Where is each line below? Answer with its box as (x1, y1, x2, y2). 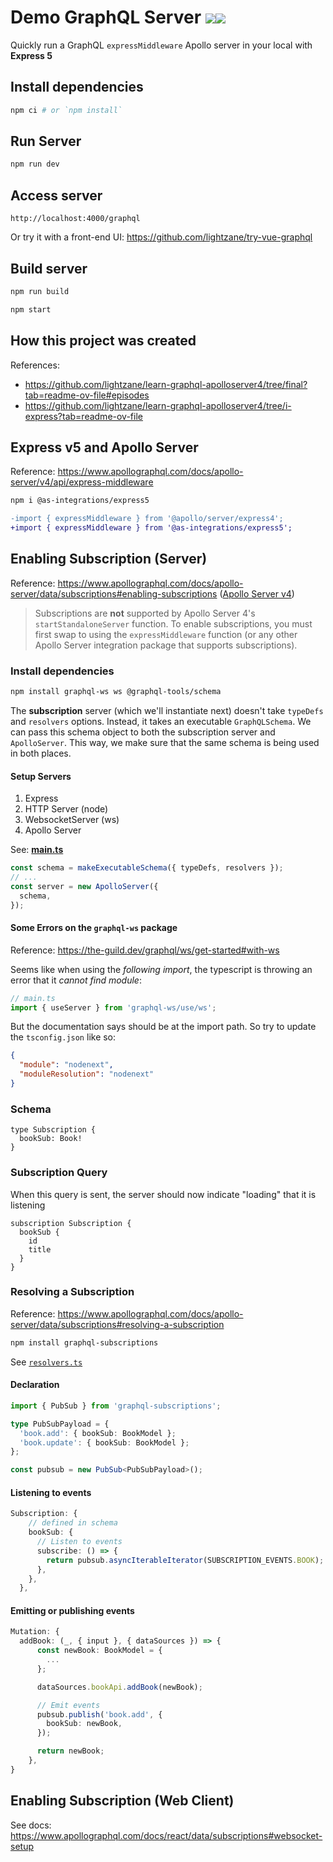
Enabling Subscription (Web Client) (10, 1792, 235, 1810)
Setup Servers (10, 770, 72, 782)
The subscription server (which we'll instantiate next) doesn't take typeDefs (10, 704, 324, 716)
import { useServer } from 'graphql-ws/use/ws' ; (10, 1002, 217, 1013)
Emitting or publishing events (10, 1604, 135, 1616)
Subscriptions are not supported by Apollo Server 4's (34, 607, 256, 619)
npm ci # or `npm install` (10, 105, 123, 115)
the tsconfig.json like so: (10, 1031, 117, 1043)
